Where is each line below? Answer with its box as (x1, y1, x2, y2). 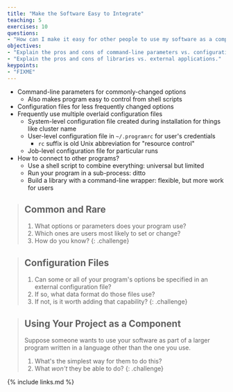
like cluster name (27, 124, 77, 133)
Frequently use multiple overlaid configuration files (17, 109, 163, 118)
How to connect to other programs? (17, 154, 120, 162)
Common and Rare (24, 203, 106, 215)
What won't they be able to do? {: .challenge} (34, 364, 164, 373)
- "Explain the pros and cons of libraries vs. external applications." (7, 56, 222, 63)
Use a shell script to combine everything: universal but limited (27, 161, 205, 170)
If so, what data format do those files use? (34, 290, 155, 299)
